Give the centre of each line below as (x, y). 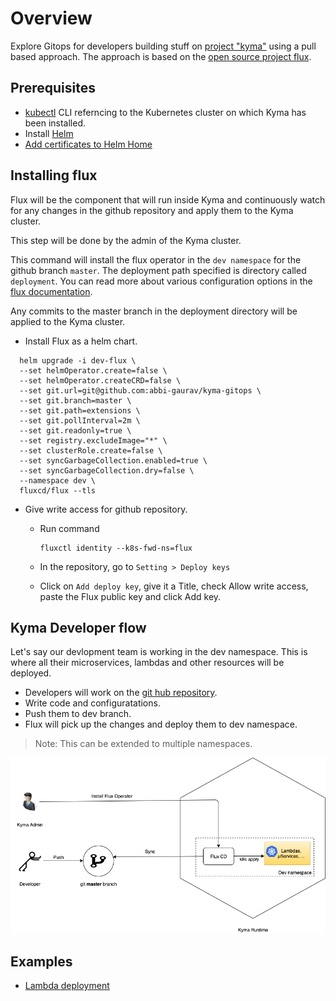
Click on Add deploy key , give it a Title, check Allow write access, (174, 586)
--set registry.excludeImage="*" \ (93, 440)
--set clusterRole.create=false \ (91, 450)
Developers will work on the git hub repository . (121, 693)
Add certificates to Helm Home (88, 144)
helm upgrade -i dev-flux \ (78, 360)
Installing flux (54, 175)
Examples (41, 962)
